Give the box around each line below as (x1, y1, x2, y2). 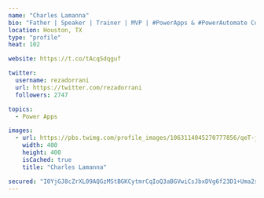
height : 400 (22, 148, 61, 156)
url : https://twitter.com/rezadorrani (15, 83, 143, 91)
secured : (8, 178, 37, 185)
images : (8, 126, 34, 134)
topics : (8, 105, 34, 113)
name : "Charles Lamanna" (8, 11, 90, 20)
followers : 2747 (15, 91, 68, 99)
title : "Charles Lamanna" (22, 163, 108, 171)
